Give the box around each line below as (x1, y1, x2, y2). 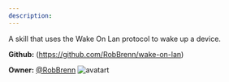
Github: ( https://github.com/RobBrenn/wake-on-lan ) (8, 49, 184, 59)
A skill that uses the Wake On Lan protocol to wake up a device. (8, 34, 222, 43)
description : (8, 11, 53, 20)
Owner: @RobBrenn (8, 65, 76, 75)
